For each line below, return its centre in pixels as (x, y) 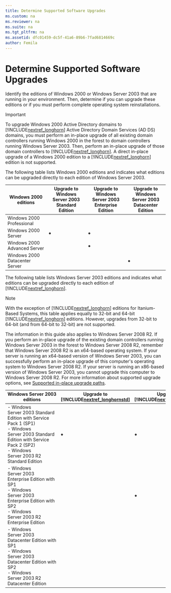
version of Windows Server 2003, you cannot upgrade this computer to (80, 372)
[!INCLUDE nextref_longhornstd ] (95, 399)
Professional (21, 223)
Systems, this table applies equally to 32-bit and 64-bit (77, 313)
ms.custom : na (20, 16)
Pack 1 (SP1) (21, 423)
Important (16, 114)
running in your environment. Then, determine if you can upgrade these (80, 99)
